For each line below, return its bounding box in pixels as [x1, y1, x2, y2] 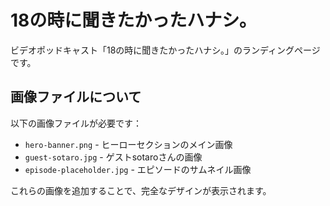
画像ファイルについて [10, 89, 142, 106]
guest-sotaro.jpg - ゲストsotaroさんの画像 [24, 151, 203, 163]
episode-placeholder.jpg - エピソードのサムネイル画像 [24, 163, 252, 175]
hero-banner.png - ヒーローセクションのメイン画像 [24, 138, 233, 150]
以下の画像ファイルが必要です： [10, 117, 142, 129]
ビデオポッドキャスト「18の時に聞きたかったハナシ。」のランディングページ [10, 44, 321, 56]
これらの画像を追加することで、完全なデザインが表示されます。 [10, 184, 272, 196]
